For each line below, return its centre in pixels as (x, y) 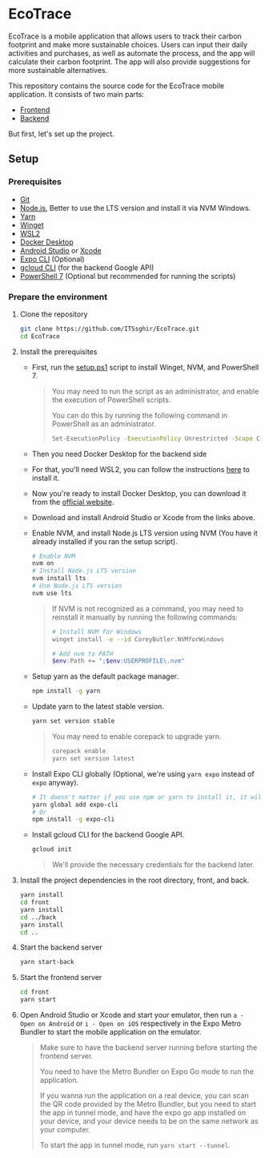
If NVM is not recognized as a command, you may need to (148, 608)
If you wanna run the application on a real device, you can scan (145, 1095)
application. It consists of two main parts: (76, 94)
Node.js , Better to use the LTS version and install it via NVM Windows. (135, 208)
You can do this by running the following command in (140, 415)
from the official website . (73, 502)
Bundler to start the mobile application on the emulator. (110, 1032)
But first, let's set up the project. (61, 134)
